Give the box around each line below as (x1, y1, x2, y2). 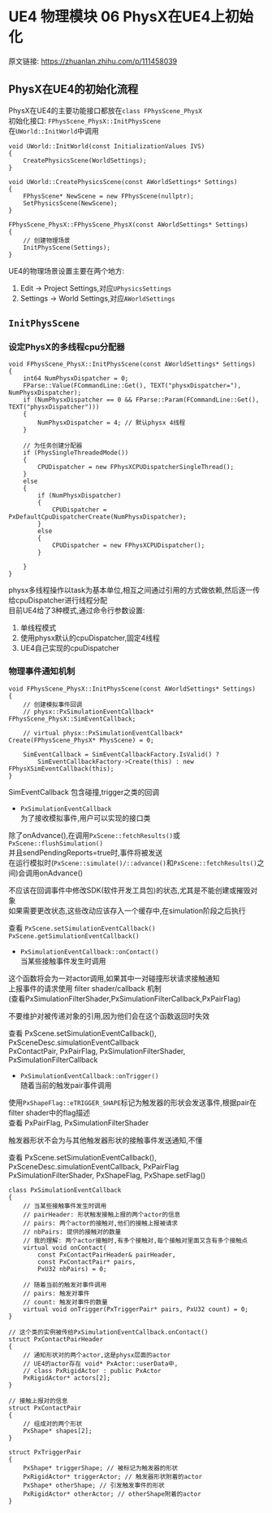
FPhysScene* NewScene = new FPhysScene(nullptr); (23, 192, 195, 200)
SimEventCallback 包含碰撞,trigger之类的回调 (8, 787, 160, 796)
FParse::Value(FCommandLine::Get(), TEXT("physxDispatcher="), (23, 382, 242, 390)
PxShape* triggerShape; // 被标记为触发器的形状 (23, 1463, 179, 1472)
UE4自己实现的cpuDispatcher (19, 643, 120, 653)
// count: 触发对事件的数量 (23, 1298, 108, 1306)
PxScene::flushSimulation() (8, 840, 104, 848)
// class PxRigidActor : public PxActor (23, 1366, 162, 1375)
